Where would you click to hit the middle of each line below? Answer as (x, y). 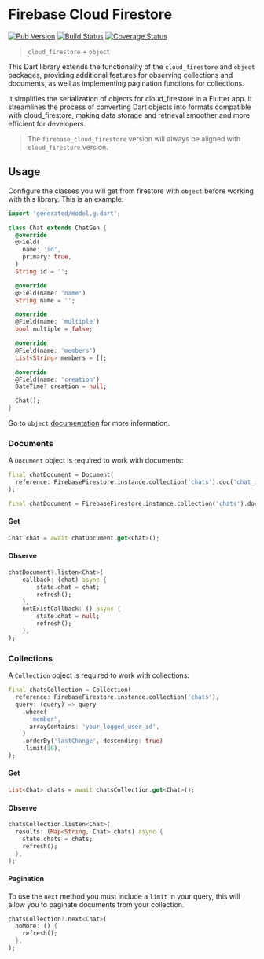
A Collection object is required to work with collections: (99, 675)
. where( (35, 712)
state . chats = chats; (57, 839)
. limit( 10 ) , (42, 749)
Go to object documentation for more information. (89, 423)
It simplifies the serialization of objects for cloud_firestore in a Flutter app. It (130, 98)
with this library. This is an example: (66, 199)
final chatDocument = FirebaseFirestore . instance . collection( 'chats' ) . (128, 503)
